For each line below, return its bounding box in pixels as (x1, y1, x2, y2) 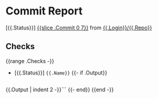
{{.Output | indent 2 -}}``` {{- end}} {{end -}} (5, 86, 114, 93)
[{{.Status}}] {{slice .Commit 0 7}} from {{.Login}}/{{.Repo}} (5, 24, 153, 31)
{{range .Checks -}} (5, 57, 54, 64)
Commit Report (5, 4, 83, 18)
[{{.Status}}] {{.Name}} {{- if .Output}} (14, 69, 108, 76)
